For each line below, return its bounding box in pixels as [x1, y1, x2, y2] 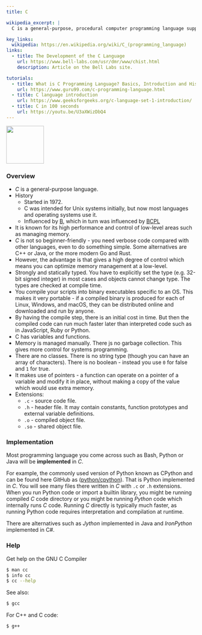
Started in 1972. [23, 199, 63, 206]
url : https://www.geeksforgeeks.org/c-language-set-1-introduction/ [17, 98, 192, 104]
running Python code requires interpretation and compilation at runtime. [6, 508, 185, 515]
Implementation [6, 438, 54, 446]
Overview [6, 171, 35, 180]
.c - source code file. [23, 397, 77, 404]
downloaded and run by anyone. [14, 307, 96, 314]
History [14, 192, 34, 199]
